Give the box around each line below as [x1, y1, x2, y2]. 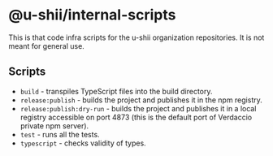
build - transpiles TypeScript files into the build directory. [19, 86, 213, 96]
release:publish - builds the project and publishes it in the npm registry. [19, 95, 262, 105]
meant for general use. [8, 41, 85, 50]
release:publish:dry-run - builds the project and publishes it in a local [19, 103, 257, 113]
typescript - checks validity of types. [19, 138, 146, 148]
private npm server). [19, 120, 89, 131]
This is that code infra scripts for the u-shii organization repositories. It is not [8, 32, 265, 42]
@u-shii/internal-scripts [8, 6, 176, 24]
